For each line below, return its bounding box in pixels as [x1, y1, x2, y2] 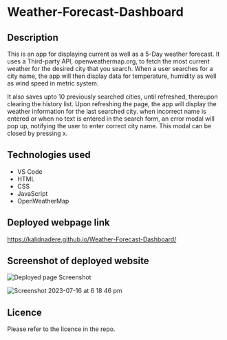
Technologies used [7, 149, 91, 161]
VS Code [17, 167, 43, 176]
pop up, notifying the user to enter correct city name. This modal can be [7, 122, 212, 130]
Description [7, 32, 58, 43]
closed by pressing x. [7, 129, 68, 137]
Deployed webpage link [7, 217, 110, 228]
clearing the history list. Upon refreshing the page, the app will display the [7, 100, 217, 108]
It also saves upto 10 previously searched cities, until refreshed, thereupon [7, 92, 218, 101]
